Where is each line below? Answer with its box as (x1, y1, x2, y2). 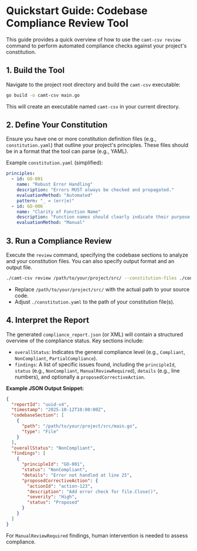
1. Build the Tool (6, 66, 65, 76)
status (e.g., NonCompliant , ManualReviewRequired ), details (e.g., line (14, 367, 180, 374)
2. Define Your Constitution (6, 120, 108, 130)
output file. (6, 264, 32, 271)
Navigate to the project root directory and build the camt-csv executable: (6, 81, 181, 88)
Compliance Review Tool (6, 16, 129, 30)
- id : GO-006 (11, 203, 43, 209)
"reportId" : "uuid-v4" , (11, 402, 69, 407)
